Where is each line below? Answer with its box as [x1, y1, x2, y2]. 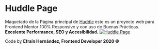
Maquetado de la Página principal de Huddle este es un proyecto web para [5, 19, 155, 24]
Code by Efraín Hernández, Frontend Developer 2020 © [5, 38, 120, 44]
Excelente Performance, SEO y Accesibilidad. [5, 29, 98, 35]
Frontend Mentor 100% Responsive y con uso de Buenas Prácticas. [5, 24, 140, 29]
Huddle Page [5, 3, 58, 14]
